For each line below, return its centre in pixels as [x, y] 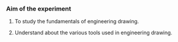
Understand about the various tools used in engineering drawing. [93, 33]
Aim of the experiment [39, 9]
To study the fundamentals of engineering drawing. [77, 22]
